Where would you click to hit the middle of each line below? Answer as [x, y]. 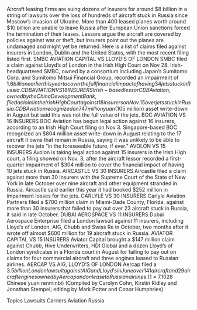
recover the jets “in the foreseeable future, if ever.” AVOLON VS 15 [86, 146]
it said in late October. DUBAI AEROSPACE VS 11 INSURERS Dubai [85, 214]
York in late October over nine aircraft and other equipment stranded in [92, 183]
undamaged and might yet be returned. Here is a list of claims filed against [96, 46]
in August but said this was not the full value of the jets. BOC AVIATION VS [96, 115]
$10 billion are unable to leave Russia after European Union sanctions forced [98, 28]
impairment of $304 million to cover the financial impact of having [105, 165]
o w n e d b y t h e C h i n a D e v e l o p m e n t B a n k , [52, 96]
